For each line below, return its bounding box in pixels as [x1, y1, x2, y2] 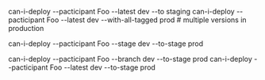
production [8, 24, 44, 32]
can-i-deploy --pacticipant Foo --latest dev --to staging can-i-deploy [8, 7, 236, 16]
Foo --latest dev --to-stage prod [49, 63, 156, 72]
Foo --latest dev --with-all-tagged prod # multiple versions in [46, 15, 248, 25]
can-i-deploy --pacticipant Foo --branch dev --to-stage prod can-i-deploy [8, 55, 252, 63]
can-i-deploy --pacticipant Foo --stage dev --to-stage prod [8, 39, 204, 48]
